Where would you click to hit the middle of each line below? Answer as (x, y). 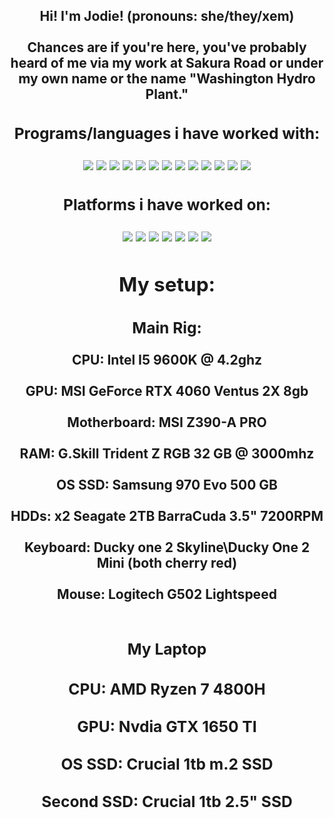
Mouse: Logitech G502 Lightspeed (167, 594)
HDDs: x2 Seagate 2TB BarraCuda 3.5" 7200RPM (167, 516)
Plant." (167, 94)
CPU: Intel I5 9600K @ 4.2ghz (167, 360)
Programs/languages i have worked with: (167, 133)
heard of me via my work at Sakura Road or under (167, 63)
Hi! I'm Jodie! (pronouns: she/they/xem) (167, 16)
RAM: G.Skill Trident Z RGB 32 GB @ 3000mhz (167, 454)
